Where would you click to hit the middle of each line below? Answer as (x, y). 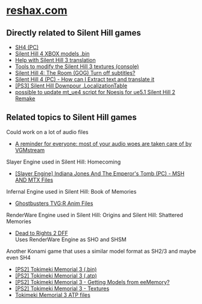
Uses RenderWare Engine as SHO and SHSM (71, 239)
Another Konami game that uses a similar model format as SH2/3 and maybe (101, 251)
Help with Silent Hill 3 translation (55, 60)
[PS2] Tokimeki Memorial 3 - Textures (62, 288)
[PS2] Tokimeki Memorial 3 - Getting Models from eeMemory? (92, 282)
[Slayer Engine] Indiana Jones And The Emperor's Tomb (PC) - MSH (100, 173)
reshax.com (37, 11)
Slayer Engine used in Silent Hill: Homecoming (64, 162)
